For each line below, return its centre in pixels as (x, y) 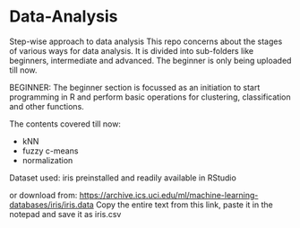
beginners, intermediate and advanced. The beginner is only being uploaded (150, 60)
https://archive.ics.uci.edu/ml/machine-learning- (169, 195)
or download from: (43, 195)
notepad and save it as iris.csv (65, 214)
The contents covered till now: (65, 124)
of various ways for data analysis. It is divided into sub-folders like (131, 50)
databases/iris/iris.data (51, 205)
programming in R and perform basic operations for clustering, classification (150, 97)
